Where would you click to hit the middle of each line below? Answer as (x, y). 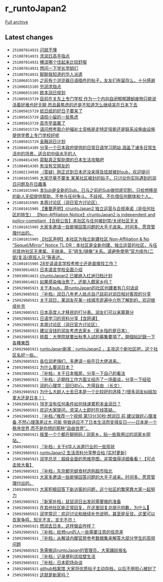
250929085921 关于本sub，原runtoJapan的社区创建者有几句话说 (75, 288)
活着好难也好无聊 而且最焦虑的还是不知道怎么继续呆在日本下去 (75, 104)
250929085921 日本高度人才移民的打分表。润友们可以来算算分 (73, 312)
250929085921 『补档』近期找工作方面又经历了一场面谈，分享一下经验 (81, 379)
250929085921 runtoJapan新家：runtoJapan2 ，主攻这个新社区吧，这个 (83, 349)
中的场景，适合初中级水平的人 (46, 153)
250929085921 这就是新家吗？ (41, 575)
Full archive (17, 22)
